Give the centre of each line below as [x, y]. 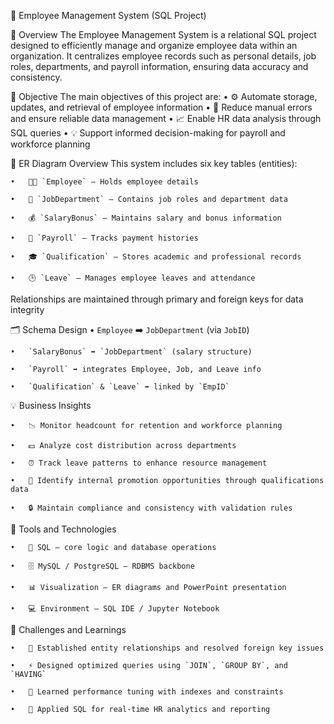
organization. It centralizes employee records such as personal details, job [163, 56]
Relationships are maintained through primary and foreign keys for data [157, 299]
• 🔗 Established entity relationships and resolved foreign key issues [167, 648]
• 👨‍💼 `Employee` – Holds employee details [104, 182]
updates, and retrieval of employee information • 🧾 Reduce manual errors [161, 107]
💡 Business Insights [51, 405]
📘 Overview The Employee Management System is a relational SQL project [163, 34]
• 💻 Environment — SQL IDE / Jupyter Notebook [115, 609]
